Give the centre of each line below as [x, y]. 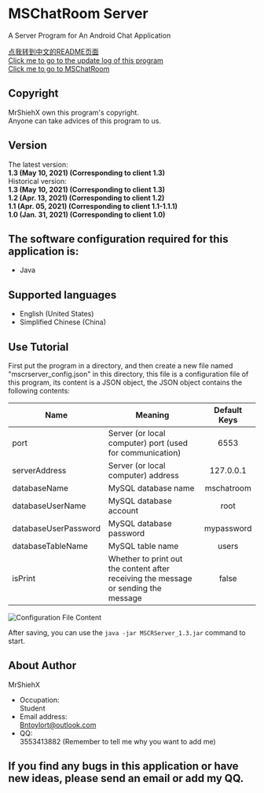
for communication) [145, 453]
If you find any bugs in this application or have [123, 766]
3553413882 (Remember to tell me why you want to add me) [117, 741]
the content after [139, 568]
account [123, 511]
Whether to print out [145, 559]
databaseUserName [49, 506]
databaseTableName [50, 546]
